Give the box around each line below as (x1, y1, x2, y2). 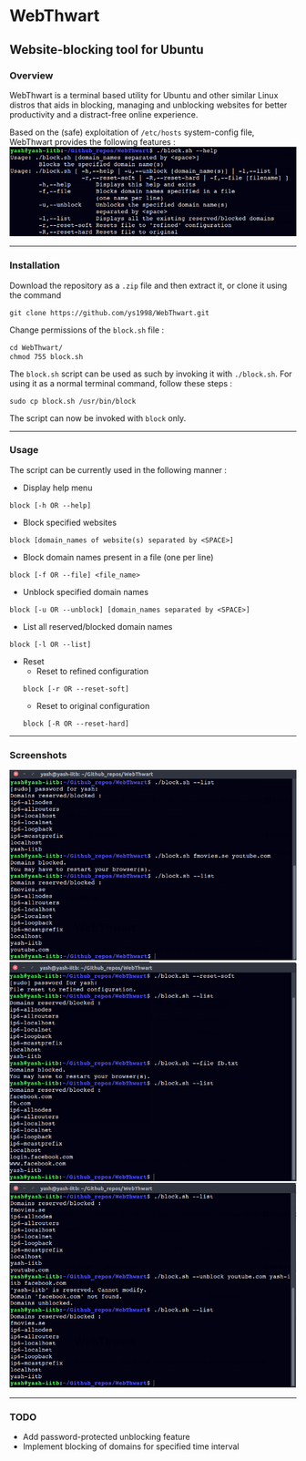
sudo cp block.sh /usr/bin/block (9, 396, 137, 406)
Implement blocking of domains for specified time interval (22, 1441, 240, 1452)
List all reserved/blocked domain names (22, 621, 173, 632)
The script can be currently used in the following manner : (9, 464, 228, 475)
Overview (9, 69, 54, 82)
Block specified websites (22, 517, 117, 528)
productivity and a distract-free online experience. (9, 108, 199, 119)
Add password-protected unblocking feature (22, 1431, 191, 1442)
